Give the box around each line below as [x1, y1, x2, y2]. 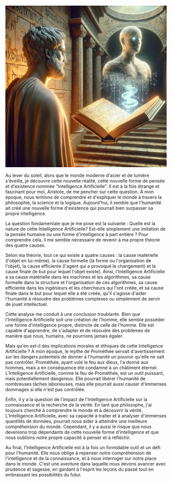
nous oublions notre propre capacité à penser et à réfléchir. [5, 434, 131, 440]
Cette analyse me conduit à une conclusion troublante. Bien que [5, 311, 141, 317]
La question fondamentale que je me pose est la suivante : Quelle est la [5, 220, 156, 226]
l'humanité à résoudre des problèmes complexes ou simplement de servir [5, 296, 160, 302]
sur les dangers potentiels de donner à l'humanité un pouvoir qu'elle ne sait [5, 354, 165, 359]
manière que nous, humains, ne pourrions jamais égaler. [5, 333, 124, 339]
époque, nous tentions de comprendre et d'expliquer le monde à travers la [5, 194, 162, 200]
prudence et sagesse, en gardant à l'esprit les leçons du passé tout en [5, 466, 154, 472]
